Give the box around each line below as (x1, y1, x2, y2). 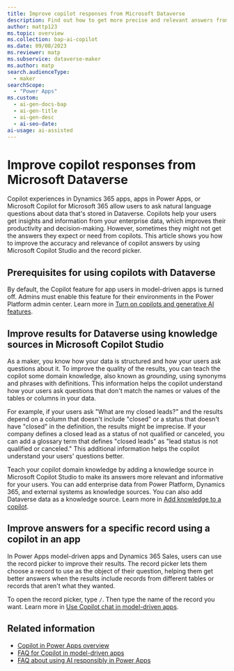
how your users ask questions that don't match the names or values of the (7, 386, 221, 394)
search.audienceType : (7, 68, 70, 75)
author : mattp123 (7, 23, 58, 30)
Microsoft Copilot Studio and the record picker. (7, 247, 142, 255)
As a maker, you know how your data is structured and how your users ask (7, 357, 221, 365)
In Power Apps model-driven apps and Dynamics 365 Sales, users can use (7, 552, 222, 560)
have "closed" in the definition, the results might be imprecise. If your (7, 422, 207, 431)
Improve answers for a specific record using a (7, 523, 210, 534)
